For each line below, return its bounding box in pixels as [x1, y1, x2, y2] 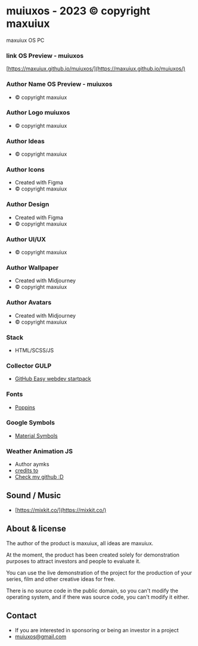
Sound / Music [6, 491, 61, 501]
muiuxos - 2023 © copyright [6, 4, 151, 18]
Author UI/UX [6, 235, 47, 243]
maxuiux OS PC [6, 36, 45, 44]
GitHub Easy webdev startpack [14, 375, 91, 383]
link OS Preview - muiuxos [6, 51, 84, 60]
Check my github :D [14, 473, 64, 481]
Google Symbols [6, 419, 55, 427]
